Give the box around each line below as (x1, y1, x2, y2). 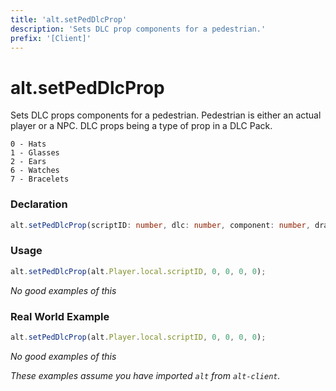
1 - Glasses (10, 148, 60, 158)
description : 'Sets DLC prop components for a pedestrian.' (10, 24, 267, 34)
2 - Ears (10, 157, 47, 167)
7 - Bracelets (10, 174, 70, 185)
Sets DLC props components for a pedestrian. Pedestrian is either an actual (10, 109, 322, 121)
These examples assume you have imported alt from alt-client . (10, 369, 281, 381)
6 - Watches (10, 166, 60, 176)
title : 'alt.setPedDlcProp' (10, 14, 128, 25)
